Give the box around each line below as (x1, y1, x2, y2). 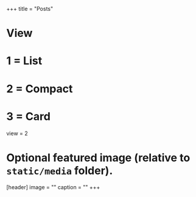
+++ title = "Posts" (6, 5, 54, 12)
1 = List (6, 54, 43, 68)
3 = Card (6, 109, 51, 123)
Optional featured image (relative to (6, 151, 191, 164)
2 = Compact (6, 82, 73, 96)
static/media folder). (6, 164, 113, 178)
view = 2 (6, 130, 29, 137)
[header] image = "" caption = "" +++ (6, 184, 100, 191)
